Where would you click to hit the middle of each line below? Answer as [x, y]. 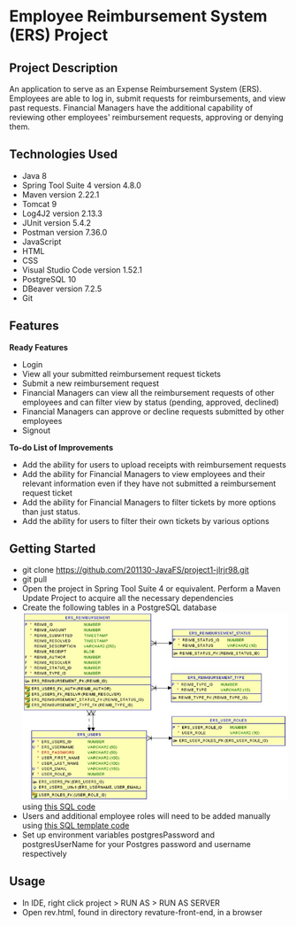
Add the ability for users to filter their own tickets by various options [145, 521]
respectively [45, 853]
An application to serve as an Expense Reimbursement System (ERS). [136, 89]
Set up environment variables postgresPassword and [118, 835]
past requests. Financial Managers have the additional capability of [131, 108]
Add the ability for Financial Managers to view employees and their [144, 474]
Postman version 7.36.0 [65, 232]
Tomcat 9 [39, 204]
